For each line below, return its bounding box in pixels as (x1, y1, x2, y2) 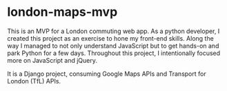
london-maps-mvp (7, 4, 118, 20)
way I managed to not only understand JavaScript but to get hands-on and (7, 41, 219, 50)
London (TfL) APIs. (7, 77, 61, 85)
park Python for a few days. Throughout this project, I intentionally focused (7, 49, 221, 57)
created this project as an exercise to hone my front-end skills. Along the (7, 34, 214, 42)
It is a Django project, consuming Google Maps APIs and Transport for (7, 70, 206, 78)
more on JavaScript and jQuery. (7, 56, 98, 64)
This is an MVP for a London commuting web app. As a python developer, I (7, 27, 220, 35)
